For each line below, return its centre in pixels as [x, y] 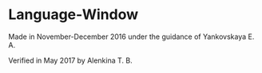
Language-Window [73, 15]
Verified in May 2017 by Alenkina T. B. [71, 60]
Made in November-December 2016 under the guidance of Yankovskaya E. [131, 36]
